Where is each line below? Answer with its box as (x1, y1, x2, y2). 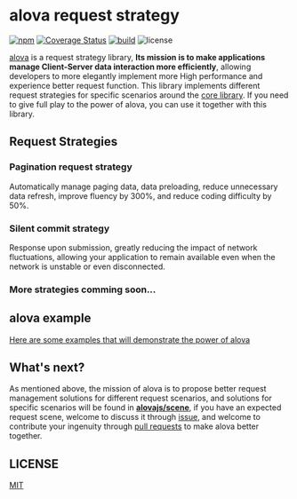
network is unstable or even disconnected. (9, 261, 166, 272)
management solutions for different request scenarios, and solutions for (9, 392, 273, 404)
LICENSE (9, 456, 60, 471)
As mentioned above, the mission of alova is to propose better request (9, 384, 267, 394)
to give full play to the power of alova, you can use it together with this (9, 99, 267, 109)
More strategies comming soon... (9, 283, 157, 296)
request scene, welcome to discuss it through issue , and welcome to (9, 412, 261, 423)
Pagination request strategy (9, 161, 132, 173)
